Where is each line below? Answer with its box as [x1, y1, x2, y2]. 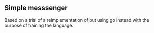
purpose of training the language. [4, 22, 73, 28]
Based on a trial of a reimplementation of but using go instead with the [4, 17, 149, 23]
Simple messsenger [4, 4, 68, 12]
